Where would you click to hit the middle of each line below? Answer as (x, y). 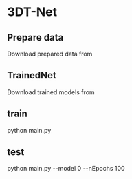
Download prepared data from (50, 54)
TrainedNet (32, 75)
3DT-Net (32, 12)
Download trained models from (51, 92)
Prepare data (35, 38)
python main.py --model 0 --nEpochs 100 (66, 169)
